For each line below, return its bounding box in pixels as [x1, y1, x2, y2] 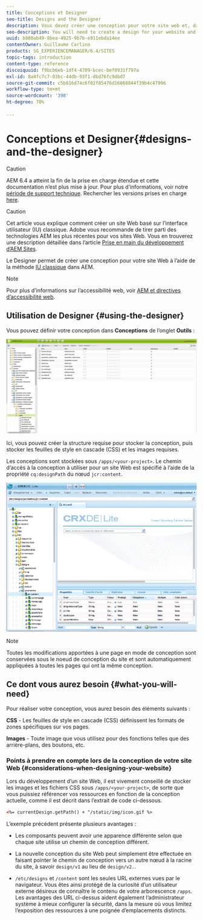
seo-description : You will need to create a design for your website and [6, 29, 196, 35]
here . [6, 196, 19, 203]
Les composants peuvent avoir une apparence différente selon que [14, 832, 182, 839]
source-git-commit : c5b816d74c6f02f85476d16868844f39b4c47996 [6, 80, 166, 86]
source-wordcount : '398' [6, 92, 69, 99]
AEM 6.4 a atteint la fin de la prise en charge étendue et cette [6, 177, 159, 184]
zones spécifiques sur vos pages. [6, 723, 91, 730]
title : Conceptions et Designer [6, 10, 88, 16]
